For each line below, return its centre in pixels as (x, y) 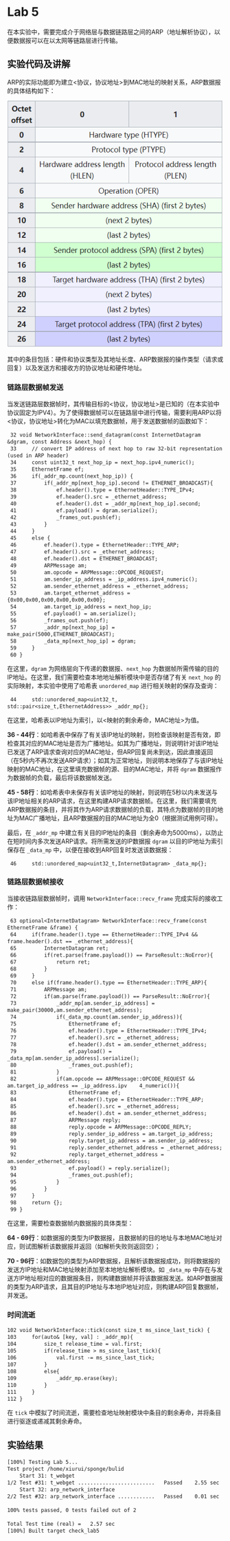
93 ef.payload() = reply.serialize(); (90, 1168)
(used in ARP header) (38, 455)
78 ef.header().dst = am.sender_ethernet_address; (108, 1044)
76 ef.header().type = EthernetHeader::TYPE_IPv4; (108, 1031)
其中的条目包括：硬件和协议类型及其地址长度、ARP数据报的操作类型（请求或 (115, 359)
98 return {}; (36, 1202)
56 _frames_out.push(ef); (59, 620)
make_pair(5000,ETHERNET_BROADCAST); (61, 634)
